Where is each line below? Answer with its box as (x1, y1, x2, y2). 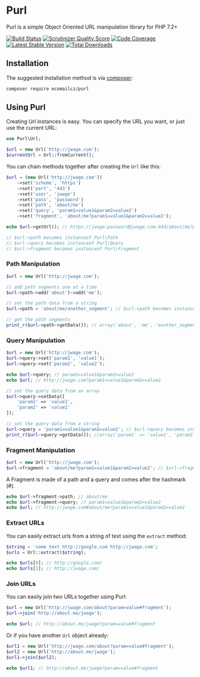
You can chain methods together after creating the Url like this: (6, 163, 161, 170)
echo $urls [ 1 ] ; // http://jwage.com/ (6, 566, 100, 572)
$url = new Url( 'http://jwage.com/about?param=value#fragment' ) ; (6, 605, 171, 611)
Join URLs (6, 580, 36, 588)
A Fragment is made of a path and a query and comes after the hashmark (6, 476, 186, 483)
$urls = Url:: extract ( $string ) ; (6, 549, 86, 556)
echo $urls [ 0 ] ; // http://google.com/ (6, 560, 102, 566)
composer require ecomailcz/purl (6, 86, 89, 92)
